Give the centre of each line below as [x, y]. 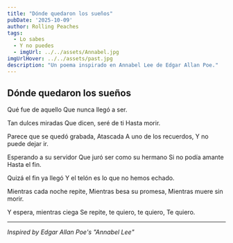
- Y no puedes [34, 46]
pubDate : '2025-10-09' [40, 20]
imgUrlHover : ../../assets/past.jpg [60, 59]
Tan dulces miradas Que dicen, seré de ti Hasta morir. [84, 123]
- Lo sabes [29, 39]
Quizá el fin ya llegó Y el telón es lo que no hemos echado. [91, 178]
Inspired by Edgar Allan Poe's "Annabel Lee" [71, 232]
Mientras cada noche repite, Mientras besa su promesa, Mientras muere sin [115, 192]
